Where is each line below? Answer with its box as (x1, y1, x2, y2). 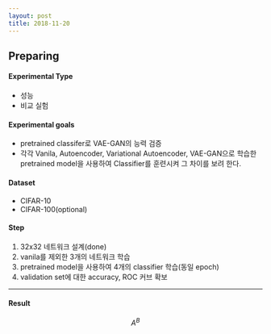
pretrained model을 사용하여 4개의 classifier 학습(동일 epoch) (19, 261, 219, 271)
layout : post (8, 11, 52, 20)
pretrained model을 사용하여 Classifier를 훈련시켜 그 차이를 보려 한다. (19, 159, 242, 169)
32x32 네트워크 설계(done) (19, 241, 107, 251)
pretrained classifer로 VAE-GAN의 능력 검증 (19, 139, 162, 148)
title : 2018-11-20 (8, 19, 70, 27)
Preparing (8, 49, 60, 63)
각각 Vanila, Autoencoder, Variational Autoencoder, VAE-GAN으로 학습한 (19, 148, 256, 158)
